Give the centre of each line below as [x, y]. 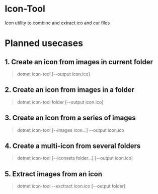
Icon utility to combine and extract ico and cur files [57, 23]
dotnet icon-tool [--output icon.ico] [53, 74]
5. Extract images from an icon [54, 174]
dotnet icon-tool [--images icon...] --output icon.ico [70, 130]
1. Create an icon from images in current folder [79, 62]
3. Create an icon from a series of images [70, 118]
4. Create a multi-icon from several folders [73, 146]
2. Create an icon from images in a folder [69, 90]
